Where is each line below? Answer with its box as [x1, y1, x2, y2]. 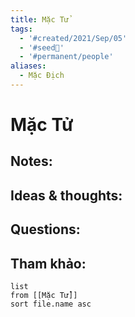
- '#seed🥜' [19, 42, 65, 53]
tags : [10, 24, 33, 34]
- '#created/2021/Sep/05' [19, 33, 128, 43]
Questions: [10, 221, 81, 238]
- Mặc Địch [19, 71, 65, 81]
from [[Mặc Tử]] [10, 291, 78, 301]
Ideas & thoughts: [10, 187, 123, 204]
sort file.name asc [10, 299, 92, 310]
